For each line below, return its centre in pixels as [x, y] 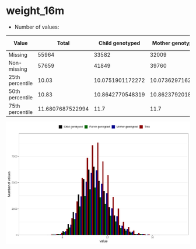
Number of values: [37, 27]
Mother [161, 43]
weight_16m [35, 11]
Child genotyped [119, 43]
